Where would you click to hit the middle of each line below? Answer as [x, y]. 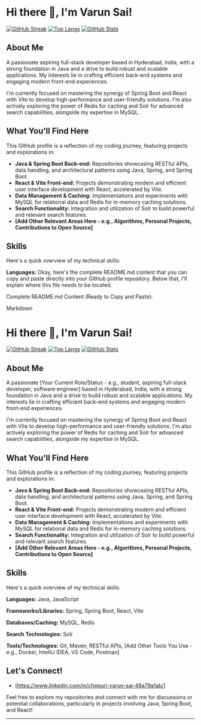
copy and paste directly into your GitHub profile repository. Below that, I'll [97, 279]
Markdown [19, 308]
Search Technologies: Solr [40, 634]
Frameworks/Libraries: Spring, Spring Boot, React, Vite [75, 611]
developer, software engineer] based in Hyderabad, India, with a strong [94, 389]
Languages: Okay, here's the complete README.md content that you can [97, 272]
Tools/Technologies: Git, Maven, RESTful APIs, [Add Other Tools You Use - [99, 646]
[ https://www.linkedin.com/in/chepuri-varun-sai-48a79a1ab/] [90, 685]
